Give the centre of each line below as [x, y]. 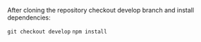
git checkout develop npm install [57, 31]
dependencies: [29, 17]
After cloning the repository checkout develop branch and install [101, 10]
